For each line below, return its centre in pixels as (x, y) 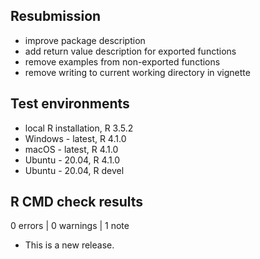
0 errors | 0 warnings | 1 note (70, 226)
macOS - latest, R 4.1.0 (71, 149)
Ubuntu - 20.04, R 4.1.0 (72, 160)
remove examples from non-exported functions (122, 61)
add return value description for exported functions (130, 51)
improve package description (85, 40)
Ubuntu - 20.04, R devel (74, 170)
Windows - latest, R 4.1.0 (75, 138)
